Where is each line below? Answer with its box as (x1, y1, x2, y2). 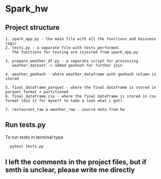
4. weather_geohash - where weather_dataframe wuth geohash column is (5, 72, 156, 77)
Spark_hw (5, 3, 49, 15)
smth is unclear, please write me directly (5, 166, 135, 174)
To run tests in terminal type (5, 134, 64, 140)
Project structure (5, 23, 60, 32)
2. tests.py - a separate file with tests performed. (5, 45, 121, 50)
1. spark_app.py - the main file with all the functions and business (5, 36, 156, 41)
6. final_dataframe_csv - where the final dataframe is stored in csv (5, 94, 156, 99)
